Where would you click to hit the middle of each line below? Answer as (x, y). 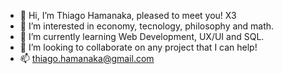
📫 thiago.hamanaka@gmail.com (87, 58)
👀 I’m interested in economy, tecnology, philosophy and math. (147, 26)
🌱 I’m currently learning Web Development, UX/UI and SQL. (142, 36)
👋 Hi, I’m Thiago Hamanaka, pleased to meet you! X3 (128, 15)
